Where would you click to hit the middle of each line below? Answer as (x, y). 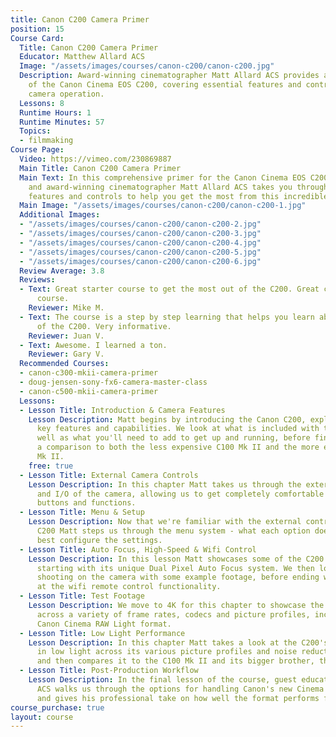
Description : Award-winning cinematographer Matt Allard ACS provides (169, 76)
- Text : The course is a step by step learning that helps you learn (167, 317)
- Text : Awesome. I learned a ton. (93, 345)
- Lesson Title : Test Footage (82, 596)
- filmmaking (46, 141)
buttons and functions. (86, 503)
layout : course (42, 717)
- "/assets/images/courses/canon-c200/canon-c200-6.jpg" (140, 261)
